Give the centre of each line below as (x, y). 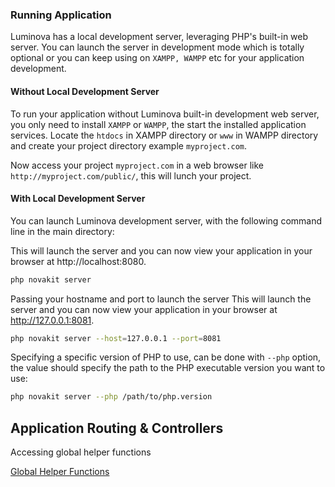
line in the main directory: (62, 231)
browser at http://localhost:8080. (78, 261)
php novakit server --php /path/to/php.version (111, 397)
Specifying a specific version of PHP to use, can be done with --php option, (166, 357)
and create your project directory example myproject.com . (129, 145)
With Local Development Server (78, 199)
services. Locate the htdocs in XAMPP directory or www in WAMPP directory (164, 135)
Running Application (61, 15)
